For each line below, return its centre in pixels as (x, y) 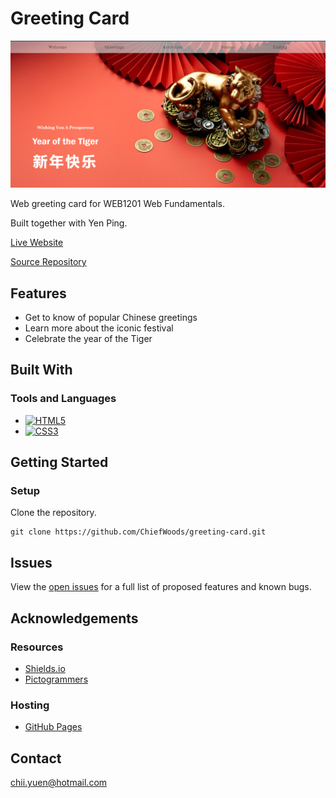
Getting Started (59, 462)
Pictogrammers (56, 679)
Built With (41, 370)
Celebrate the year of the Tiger (88, 339)
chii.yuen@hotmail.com (59, 782)
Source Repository (48, 262)
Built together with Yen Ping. (69, 223)
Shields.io (45, 668)
